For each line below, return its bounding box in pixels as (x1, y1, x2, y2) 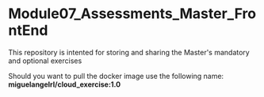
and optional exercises (8, 56, 82, 65)
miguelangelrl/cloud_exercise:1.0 (8, 80, 121, 89)
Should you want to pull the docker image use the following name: (8, 71, 224, 80)
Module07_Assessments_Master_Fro (8, 5, 256, 23)
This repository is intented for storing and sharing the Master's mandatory (8, 47, 250, 57)
